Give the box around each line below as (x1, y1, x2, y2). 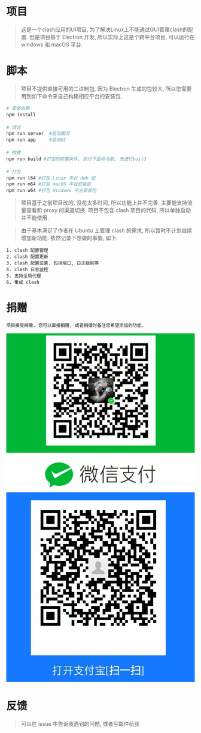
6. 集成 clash (6, 280, 40, 286)
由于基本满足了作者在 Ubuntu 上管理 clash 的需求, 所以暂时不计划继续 (20, 227, 193, 234)
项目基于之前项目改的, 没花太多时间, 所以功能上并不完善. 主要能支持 (20, 199, 187, 206)
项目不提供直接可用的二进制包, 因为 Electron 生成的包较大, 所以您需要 (20, 85, 192, 92)
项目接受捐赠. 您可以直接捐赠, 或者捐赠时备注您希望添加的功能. (6, 323, 145, 329)
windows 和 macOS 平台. (20, 41, 83, 48)
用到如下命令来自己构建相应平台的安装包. (20, 92, 123, 100)
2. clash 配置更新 (6, 254, 48, 260)
